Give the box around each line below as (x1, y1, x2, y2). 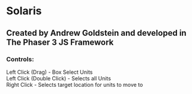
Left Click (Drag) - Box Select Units (6, 68, 93, 76)
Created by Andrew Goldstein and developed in (6, 28, 187, 38)
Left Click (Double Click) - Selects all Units (6, 74, 111, 82)
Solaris (6, 4, 42, 18)
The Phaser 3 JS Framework (6, 37, 114, 47)
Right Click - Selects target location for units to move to (6, 81, 143, 88)
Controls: (6, 55, 34, 63)
